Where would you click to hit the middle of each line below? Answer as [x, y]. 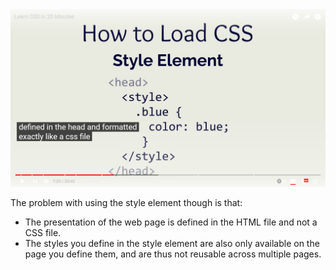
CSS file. [43, 232]
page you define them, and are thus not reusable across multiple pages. [173, 254]
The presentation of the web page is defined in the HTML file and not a [171, 222]
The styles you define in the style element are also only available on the [172, 243]
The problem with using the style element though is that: [126, 202]
